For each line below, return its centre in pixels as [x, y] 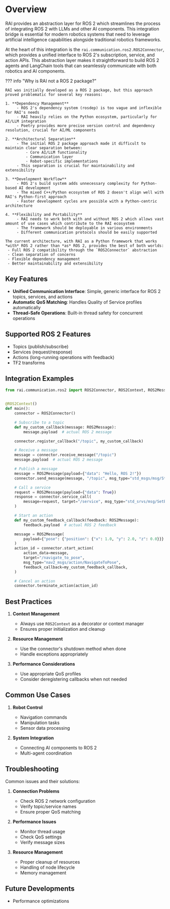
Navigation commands [44, 717]
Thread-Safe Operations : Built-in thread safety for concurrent [78, 313]
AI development [35, 188]
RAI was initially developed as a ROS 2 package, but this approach [79, 90]
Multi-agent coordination [46, 753]
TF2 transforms [29, 363]
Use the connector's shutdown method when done [73, 649]
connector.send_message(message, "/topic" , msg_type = [72, 478]
